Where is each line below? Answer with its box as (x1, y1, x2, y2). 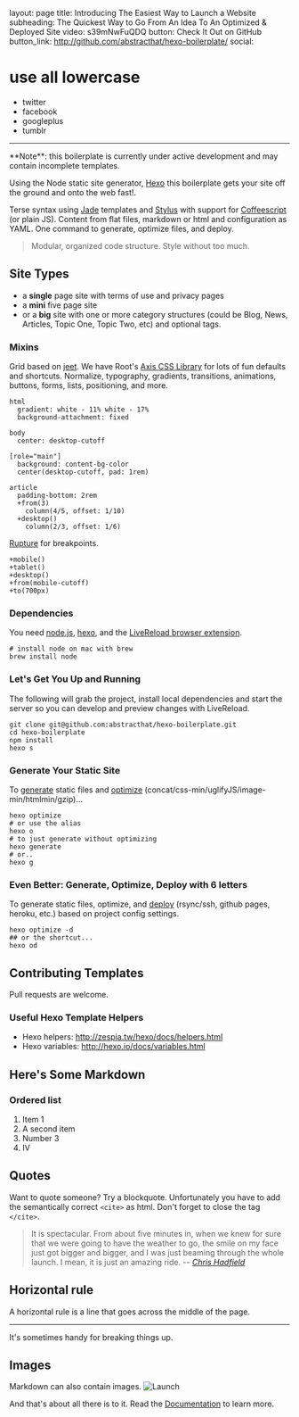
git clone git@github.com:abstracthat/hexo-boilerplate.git (9, 720, 238, 729)
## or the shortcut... (9, 933, 93, 942)
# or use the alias (9, 818, 82, 828)
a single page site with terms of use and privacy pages (21, 290, 224, 301)
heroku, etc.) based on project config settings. (9, 908, 180, 919)
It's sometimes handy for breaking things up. (9, 1331, 174, 1342)
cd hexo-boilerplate (9, 727, 86, 737)
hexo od (9, 941, 38, 950)
